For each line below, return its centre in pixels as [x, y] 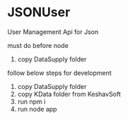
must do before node [38, 45]
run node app [37, 109]
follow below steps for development [59, 73]
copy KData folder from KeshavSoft [69, 94]
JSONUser [39, 12]
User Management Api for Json [53, 32]
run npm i [31, 101]
